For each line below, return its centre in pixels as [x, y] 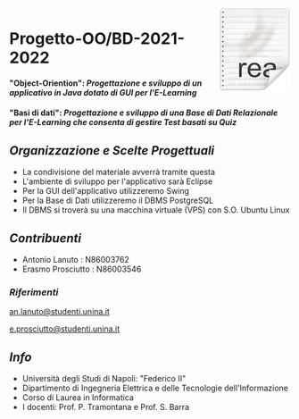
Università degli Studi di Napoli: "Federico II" [104, 379]
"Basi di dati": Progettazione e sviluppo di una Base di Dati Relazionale [144, 113]
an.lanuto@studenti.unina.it [59, 312]
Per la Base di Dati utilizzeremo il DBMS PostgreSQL [118, 201]
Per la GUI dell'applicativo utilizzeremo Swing [106, 191]
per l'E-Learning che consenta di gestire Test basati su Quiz [123, 122]
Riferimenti [34, 292]
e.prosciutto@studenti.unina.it [65, 329]
